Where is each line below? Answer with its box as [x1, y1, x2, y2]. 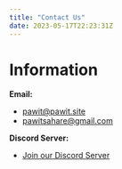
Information [9, 60, 98, 80]
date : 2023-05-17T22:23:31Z [9, 21, 114, 30]
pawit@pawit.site [21, 106, 86, 117]
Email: [9, 89, 33, 100]
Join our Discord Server [21, 150, 110, 161]
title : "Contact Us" [9, 12, 86, 22]
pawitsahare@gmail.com [21, 116, 113, 126]
